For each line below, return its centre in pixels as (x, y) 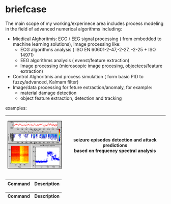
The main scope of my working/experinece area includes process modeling (84, 23)
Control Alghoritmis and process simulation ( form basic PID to (78, 76)
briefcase (26, 9)
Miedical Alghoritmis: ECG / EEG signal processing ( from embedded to (87, 39)
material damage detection (48, 93)
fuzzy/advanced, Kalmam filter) (46, 82)
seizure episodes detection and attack (115, 140)
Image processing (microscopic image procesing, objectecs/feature (91, 66)
